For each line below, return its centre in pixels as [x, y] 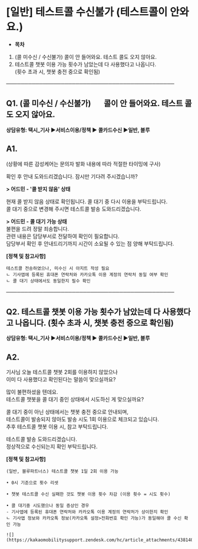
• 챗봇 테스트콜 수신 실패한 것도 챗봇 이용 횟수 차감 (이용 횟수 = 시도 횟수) [88, 494]
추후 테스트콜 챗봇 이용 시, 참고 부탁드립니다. [57, 427]
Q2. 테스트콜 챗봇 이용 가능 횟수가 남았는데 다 [83, 311]
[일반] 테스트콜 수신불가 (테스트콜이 [87, 12]
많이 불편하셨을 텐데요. [32, 392]
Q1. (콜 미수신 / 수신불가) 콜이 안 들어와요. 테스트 [95, 104]
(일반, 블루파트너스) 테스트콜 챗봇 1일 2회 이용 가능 [62, 472]
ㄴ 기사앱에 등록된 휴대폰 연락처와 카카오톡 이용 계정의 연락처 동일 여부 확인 [87, 274]
